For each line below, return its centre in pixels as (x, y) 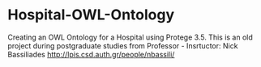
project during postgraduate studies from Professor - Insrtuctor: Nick (123, 45)
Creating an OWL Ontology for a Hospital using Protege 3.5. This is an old (130, 37)
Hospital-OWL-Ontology (91, 15)
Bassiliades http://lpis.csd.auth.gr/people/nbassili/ (91, 54)
